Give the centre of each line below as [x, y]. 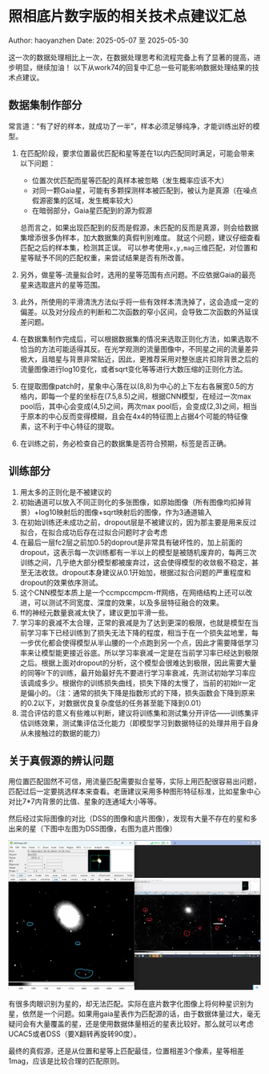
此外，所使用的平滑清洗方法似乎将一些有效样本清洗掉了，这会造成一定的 [139, 301]
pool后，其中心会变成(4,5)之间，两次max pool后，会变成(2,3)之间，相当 [139, 406]
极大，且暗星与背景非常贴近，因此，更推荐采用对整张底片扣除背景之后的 [139, 359]
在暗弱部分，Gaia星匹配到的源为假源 [92, 210]
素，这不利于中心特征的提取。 [69, 426]
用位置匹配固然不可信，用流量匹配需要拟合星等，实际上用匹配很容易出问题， [134, 782]
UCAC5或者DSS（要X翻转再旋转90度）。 [75, 1034]
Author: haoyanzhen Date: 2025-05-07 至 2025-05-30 [98, 40]
